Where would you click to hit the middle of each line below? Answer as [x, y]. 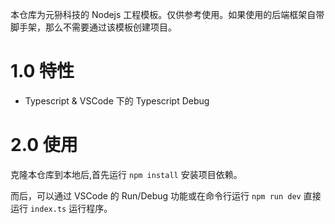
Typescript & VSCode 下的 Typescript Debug [117, 100]
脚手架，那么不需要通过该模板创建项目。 [93, 27]
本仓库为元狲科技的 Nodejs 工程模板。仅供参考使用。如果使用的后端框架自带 [167, 14]
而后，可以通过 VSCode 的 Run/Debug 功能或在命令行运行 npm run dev [156, 195]
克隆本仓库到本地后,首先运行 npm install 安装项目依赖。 [126, 174]
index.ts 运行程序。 [71, 208]
